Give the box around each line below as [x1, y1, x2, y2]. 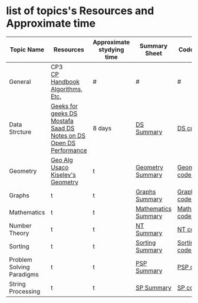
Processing [9, 287, 41, 295]
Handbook [51, 77, 80, 86]
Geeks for [51, 102, 78, 110]
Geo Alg [51, 155, 74, 164]
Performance [51, 146, 87, 154]
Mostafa [51, 116, 74, 125]
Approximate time [6, 17, 96, 30]
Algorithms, [51, 84, 82, 93]
